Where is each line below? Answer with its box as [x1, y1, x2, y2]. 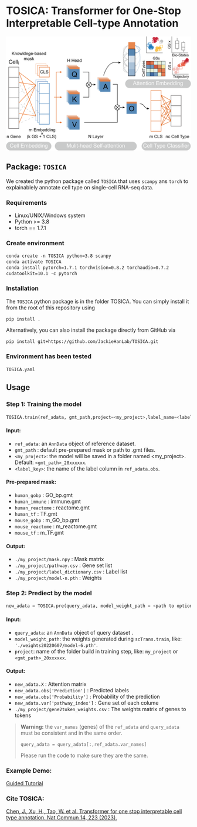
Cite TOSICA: [6, 794, 45, 802]
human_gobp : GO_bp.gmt [14, 491, 73, 498]
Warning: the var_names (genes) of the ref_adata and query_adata [20, 723, 180, 730]
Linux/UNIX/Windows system [14, 212, 86, 219]
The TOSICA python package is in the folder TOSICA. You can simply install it [6, 298, 189, 305]
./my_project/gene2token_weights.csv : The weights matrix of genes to [14, 705, 186, 712]
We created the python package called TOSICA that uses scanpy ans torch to [6, 178, 189, 185]
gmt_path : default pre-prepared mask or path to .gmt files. [14, 446, 156, 453]
